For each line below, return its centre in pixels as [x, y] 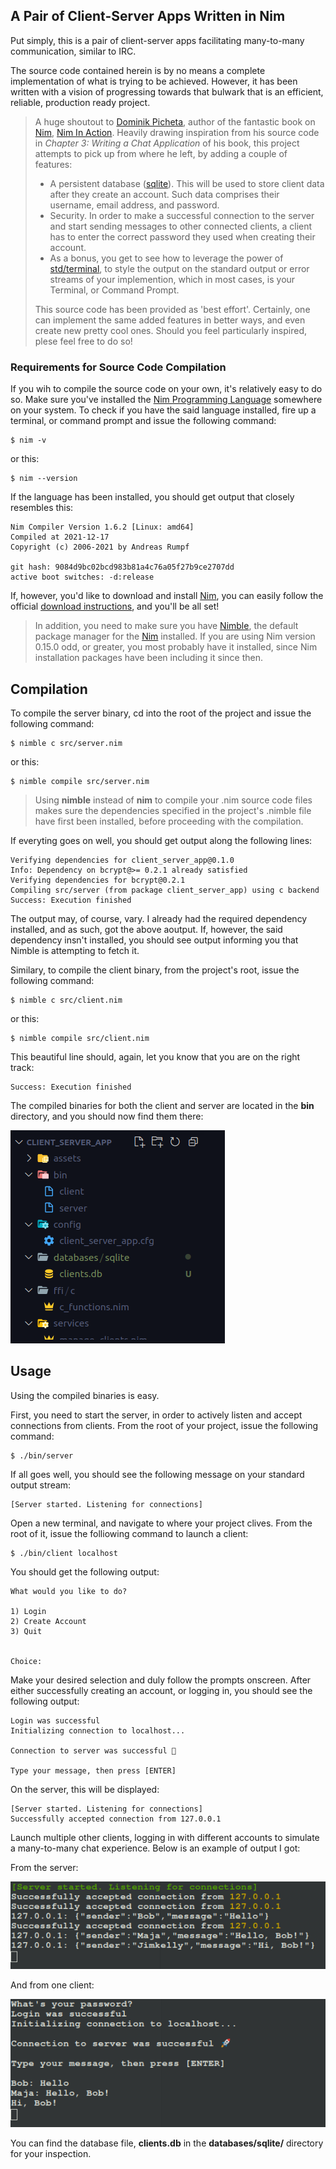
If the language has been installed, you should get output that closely [152, 497]
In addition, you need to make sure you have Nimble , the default [166, 626]
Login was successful [55, 1720]
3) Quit [26, 1631]
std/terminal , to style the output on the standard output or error [179, 268]
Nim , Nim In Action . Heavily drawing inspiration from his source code [177, 132]
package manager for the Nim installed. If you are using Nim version [175, 636]
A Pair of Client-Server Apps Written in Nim [148, 16]
